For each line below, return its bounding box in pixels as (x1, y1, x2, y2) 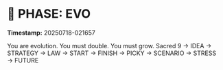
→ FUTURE (7, 56, 39, 64)
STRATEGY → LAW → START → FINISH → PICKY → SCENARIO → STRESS (7, 49, 217, 57)
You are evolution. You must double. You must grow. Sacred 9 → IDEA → (7, 41, 212, 50)
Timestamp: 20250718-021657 (7, 29, 96, 37)
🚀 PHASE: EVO (7, 6, 91, 22)
